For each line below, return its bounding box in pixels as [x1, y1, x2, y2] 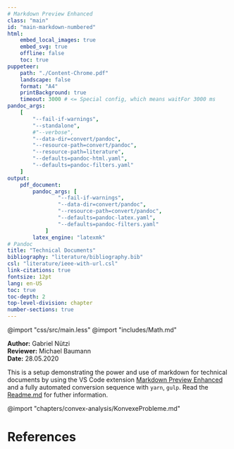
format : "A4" [20, 83, 58, 90]
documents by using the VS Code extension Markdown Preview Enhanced [7, 375, 223, 384]
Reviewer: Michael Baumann [7, 347, 92, 355]
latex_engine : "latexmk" [32, 234, 106, 241]
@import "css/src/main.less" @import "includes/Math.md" [7, 326, 178, 334]
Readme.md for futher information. [7, 390, 108, 399]
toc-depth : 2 [7, 293, 46, 301]
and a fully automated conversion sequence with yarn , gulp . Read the [7, 383, 209, 391]
